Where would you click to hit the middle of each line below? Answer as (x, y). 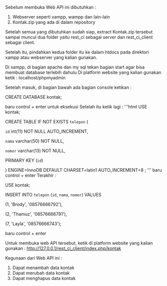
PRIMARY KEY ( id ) (24, 160)
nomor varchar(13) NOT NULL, (35, 151)
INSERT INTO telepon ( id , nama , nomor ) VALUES (53, 195)
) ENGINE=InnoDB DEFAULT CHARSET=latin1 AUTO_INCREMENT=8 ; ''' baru (83, 170)
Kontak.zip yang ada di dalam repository (54, 22)
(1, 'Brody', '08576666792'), (34, 204)
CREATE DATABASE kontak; (34, 97)
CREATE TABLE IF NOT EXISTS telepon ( (47, 122)
